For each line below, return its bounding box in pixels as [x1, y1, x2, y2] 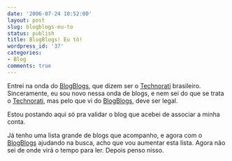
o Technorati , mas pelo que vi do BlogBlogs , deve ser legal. [7, 96, 178, 105]
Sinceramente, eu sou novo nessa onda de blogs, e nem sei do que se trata [7, 89, 225, 97]
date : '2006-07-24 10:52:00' [7, 10, 92, 17]
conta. [7, 117, 26, 126]
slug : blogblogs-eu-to [7, 23, 73, 30]
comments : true [7, 62, 52, 69]
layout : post [7, 17, 45, 24]
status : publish [7, 29, 55, 37]
